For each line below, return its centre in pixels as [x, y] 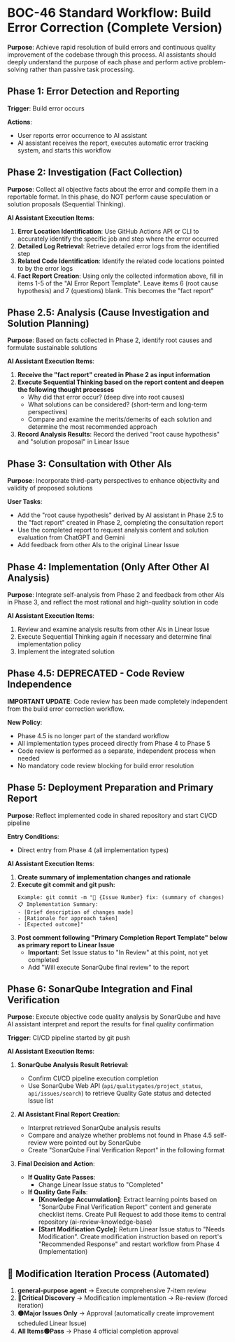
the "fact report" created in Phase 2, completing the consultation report [120, 523]
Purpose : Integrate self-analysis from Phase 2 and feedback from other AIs [116, 595]
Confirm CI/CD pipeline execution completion [93, 1078]
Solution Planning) [48, 323]
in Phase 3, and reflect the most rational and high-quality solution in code [113, 602]
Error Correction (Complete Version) [115, 28]
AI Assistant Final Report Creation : [69, 1115]
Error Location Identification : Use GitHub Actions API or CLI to [108, 231]
